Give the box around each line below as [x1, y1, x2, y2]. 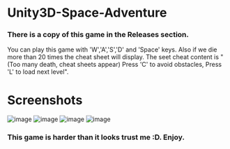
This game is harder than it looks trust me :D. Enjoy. [7, 132, 185, 142]
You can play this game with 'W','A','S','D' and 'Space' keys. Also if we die [7, 45, 217, 54]
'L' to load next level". [7, 68, 69, 76]
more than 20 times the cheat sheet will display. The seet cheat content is [7, 53, 220, 61]
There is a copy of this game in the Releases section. [7, 30, 190, 40]
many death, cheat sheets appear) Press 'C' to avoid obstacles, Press [22, 61, 222, 69]
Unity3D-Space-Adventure [7, 5, 167, 21]
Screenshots [7, 92, 83, 108]
